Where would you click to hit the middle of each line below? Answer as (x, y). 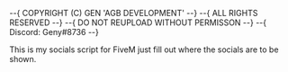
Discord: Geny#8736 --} (54, 32)
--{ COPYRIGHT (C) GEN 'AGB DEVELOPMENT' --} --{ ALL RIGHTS (134, 13)
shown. (23, 59)
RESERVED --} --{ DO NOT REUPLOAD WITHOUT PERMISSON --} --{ (138, 22)
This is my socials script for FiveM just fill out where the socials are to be (144, 49)
